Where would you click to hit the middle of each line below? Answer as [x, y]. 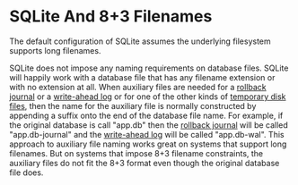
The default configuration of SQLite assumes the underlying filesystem [140, 41]
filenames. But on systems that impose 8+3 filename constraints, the [136, 153]
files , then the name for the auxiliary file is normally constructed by [133, 105]
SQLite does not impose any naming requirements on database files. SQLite [149, 68]
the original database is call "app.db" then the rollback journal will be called [149, 125]
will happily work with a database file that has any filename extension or [142, 77]
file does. [26, 172]
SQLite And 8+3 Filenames [111, 17]
